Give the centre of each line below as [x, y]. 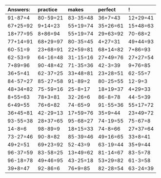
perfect [107, 10]
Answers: [19, 10]
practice [48, 10]
